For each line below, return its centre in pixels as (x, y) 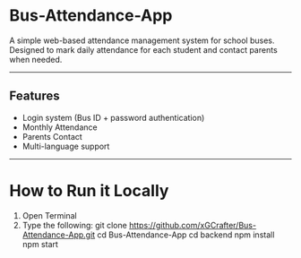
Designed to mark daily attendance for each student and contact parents (143, 49)
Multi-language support (66, 146)
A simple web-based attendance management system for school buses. (142, 40)
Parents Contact (52, 136)
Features (34, 96)
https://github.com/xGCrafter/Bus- (193, 225)
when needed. (36, 59)
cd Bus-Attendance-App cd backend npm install (186, 235)
